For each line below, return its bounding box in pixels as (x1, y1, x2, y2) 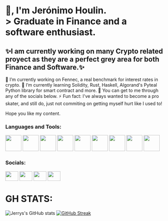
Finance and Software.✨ (5, 63, 85, 71)
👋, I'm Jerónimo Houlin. (5, 5, 107, 16)
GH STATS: (5, 193, 53, 205)
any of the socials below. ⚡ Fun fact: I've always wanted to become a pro (5, 93, 159, 99)
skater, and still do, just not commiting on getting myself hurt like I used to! (5, 101, 162, 107)
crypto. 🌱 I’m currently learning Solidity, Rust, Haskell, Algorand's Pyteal (5, 82, 157, 88)
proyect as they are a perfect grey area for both (5, 55, 160, 64)
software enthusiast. (5, 27, 96, 38)
